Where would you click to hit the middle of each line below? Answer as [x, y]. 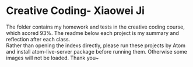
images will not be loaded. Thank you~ [52, 58]
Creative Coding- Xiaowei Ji [75, 11]
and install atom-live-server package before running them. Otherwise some [97, 51]
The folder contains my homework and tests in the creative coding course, [95, 27]
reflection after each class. [38, 39]
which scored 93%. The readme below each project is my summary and [93, 33]
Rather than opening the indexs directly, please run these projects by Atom [96, 45]
